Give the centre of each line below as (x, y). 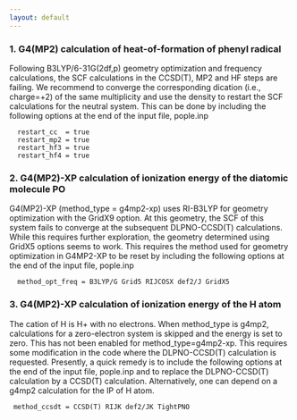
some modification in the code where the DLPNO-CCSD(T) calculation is (143, 352)
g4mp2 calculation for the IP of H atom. (82, 391)
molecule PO (38, 189)
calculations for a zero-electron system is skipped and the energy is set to (146, 333)
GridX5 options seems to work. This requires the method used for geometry (149, 247)
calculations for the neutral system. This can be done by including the (138, 106)
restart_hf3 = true (54, 147)
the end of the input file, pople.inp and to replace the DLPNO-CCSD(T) (139, 371)
